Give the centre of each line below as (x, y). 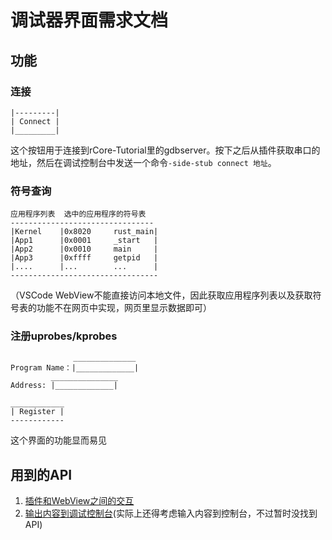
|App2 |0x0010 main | (84, 249)
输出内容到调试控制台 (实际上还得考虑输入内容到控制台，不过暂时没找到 (171, 513)
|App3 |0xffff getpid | (84, 258)
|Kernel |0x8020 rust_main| (84, 232)
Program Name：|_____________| (75, 368)
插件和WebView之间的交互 (79, 501)
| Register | (37, 412)
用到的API (41, 474)
